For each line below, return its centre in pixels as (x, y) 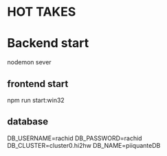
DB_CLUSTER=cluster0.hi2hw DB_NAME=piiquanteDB (84, 145)
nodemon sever (29, 62)
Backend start (48, 43)
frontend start (38, 84)
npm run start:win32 (36, 100)
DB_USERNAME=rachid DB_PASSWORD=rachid (75, 138)
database (28, 121)
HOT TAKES (42, 12)
